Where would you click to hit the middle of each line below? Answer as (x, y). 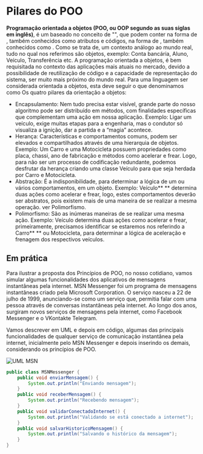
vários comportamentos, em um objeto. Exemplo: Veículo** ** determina (106, 188)
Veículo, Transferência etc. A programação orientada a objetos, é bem (94, 60)
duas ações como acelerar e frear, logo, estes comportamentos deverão (105, 194)
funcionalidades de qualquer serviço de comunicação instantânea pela (95, 336)
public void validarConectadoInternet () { (72, 411)
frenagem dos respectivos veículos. (60, 239)
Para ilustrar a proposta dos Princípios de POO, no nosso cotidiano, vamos (99, 273)
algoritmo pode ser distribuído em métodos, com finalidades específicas (105, 110)
